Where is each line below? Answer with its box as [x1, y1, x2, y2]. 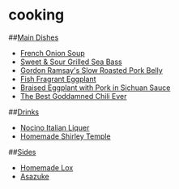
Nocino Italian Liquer [19, 122, 90, 132]
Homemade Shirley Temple [19, 131, 111, 141]
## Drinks [8, 107, 39, 117]
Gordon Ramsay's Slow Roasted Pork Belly [19, 65, 164, 75]
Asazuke [19, 171, 50, 181]
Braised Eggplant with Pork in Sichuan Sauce [19, 83, 171, 92]
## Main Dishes [8, 32, 59, 42]
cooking [8, 6, 65, 24]
